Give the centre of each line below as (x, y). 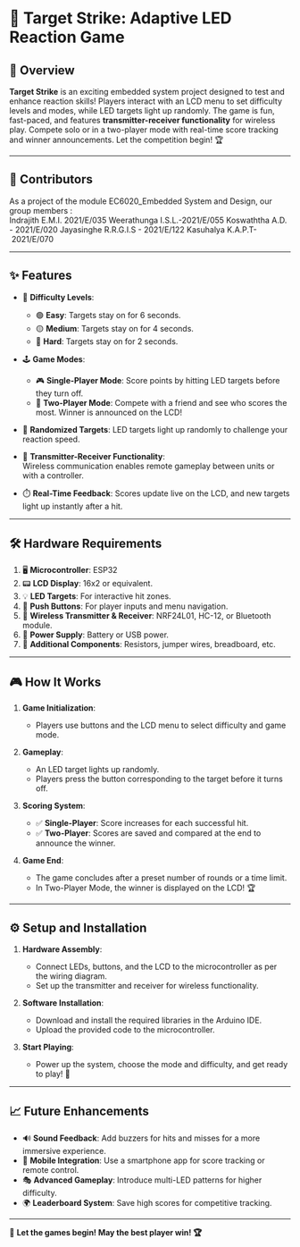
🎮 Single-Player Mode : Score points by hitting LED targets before (158, 380)
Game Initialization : (59, 708)
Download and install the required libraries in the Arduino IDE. (149, 1020)
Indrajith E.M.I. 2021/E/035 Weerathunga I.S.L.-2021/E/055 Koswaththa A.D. (148, 220)
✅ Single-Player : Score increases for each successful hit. (142, 823)
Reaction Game (67, 37)
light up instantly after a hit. (72, 506)
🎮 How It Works (55, 682)
